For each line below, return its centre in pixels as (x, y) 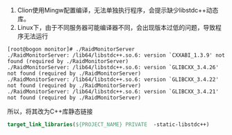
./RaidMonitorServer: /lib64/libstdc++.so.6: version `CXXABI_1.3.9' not (116, 55)
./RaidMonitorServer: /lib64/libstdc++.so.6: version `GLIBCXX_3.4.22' (113, 80)
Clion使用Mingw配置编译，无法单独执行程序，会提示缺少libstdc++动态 (118, 10)
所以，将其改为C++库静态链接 (50, 111)
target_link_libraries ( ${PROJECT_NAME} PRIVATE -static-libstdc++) (108, 125)
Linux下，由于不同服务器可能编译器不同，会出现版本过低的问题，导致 (116, 27)
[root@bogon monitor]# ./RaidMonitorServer (71, 49)
